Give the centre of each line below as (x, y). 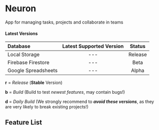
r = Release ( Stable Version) (34, 83)
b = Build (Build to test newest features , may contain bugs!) (65, 92)
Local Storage (24, 54)
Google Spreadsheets (33, 71)
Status (138, 46)
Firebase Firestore (29, 63)
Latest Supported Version (93, 46)
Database (19, 46)
